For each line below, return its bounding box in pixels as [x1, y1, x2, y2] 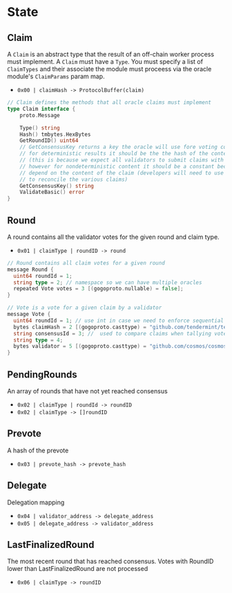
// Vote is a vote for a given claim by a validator [7, 304, 162, 312]
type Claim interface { [7, 105, 76, 112]
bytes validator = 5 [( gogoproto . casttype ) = [13, 343, 147, 350]
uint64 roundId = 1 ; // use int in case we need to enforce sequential [13, 317, 224, 324]
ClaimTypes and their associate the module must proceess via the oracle [7, 65, 212, 73]
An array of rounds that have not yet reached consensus [7, 387, 168, 395]
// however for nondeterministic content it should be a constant [19, 163, 215, 170]
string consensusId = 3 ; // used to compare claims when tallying [13, 330, 212, 337]
